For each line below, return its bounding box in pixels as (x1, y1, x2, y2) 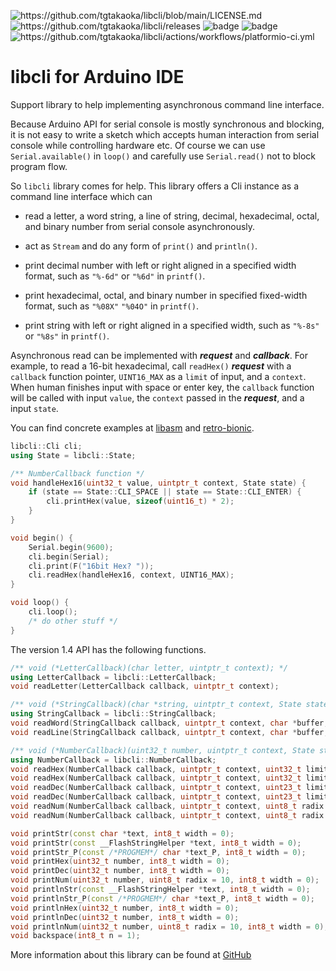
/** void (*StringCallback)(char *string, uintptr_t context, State (10, 700, 302, 710)
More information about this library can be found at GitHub (10, 949, 252, 961)
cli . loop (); (28, 607, 78, 617)
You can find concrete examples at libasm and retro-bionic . (10, 421, 255, 434)
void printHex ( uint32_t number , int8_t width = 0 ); (10, 856, 230, 867)
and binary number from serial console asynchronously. (24, 220, 256, 232)
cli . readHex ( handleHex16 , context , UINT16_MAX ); (28, 570, 235, 580)
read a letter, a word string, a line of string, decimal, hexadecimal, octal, (24, 210, 320, 222)
